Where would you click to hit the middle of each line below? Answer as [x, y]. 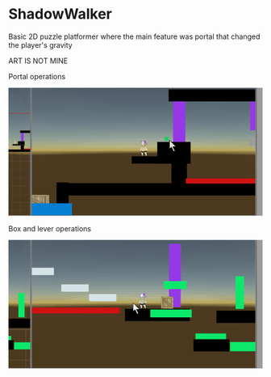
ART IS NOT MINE [38, 61]
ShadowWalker [60, 14]
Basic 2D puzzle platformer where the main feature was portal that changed [134, 36]
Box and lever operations [50, 229]
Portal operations [37, 76]
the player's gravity [40, 44]
